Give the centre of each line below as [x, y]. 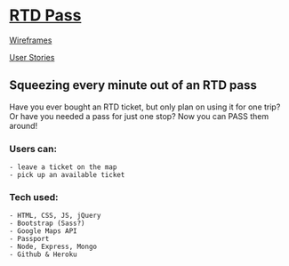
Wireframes [31, 40]
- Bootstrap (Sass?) [48, 223]
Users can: [33, 149]
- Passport [29, 239]
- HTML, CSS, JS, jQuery [55, 216]
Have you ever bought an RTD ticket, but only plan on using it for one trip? [145, 107]
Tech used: [34, 197]
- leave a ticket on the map [63, 167]
